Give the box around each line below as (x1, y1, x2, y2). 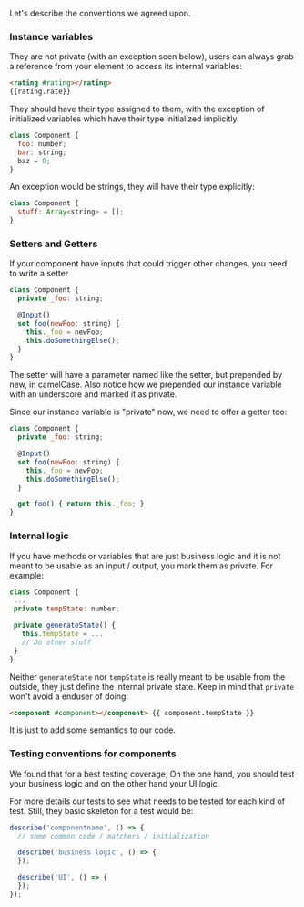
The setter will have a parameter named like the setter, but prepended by (9, 370, 283, 381)
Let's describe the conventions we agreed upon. (9, 8, 191, 18)
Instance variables (9, 30, 94, 43)
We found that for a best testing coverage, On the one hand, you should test (9, 768, 295, 779)
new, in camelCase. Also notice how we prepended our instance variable (9, 379, 282, 391)
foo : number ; (17, 139, 67, 149)
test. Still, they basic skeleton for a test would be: (9, 805, 194, 816)
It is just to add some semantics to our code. (9, 725, 176, 735)
